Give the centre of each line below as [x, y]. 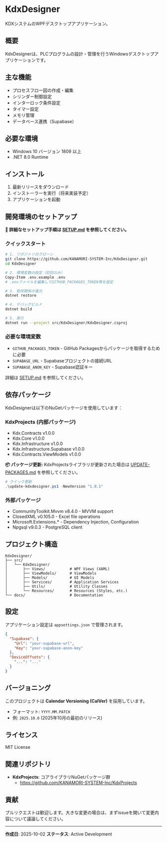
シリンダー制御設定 [32, 96]
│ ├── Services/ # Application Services [62, 582]
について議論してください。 [38, 819]
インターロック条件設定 [36, 103]
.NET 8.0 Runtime [30, 157]
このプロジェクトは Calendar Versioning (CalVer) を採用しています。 [76, 701]
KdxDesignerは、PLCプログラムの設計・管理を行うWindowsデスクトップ [80, 54]
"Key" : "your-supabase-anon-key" [49, 648]
